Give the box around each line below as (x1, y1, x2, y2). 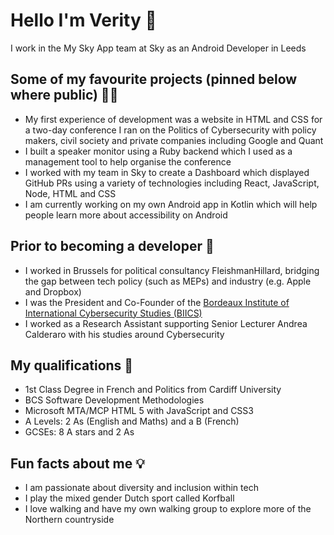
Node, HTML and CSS (24, 187, 117, 199)
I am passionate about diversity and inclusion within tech (24, 482, 259, 494)
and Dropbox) (24, 285, 82, 298)
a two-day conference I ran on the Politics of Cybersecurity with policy (24, 124, 317, 136)
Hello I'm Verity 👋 (10, 9, 157, 32)
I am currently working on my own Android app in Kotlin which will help (24, 198, 318, 210)
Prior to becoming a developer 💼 (10, 238, 215, 255)
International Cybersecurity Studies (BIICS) (24, 307, 203, 319)
